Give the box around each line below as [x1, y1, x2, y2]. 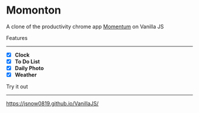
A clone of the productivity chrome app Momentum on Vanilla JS [6, 23, 164, 30]
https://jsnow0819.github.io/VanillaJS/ [6, 100, 99, 107]
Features [6, 34, 28, 41]
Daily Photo [14, 65, 44, 72]
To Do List [14, 58, 40, 65]
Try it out [6, 83, 28, 90]
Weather [14, 71, 37, 78]
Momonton [6, 4, 61, 17]
